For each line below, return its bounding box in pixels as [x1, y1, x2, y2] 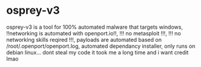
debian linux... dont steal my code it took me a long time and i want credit [6, 48, 189, 56]
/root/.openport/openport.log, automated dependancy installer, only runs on [6, 42, 196, 50]
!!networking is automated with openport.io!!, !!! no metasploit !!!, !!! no [6, 29, 182, 36]
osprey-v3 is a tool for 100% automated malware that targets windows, [6, 23, 183, 31]
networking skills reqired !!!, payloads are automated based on [6, 36, 162, 43]
